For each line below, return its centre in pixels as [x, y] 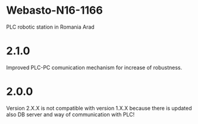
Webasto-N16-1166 [54, 10]
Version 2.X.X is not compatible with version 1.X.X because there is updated [99, 108]
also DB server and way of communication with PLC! [70, 114]
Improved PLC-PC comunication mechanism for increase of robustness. [94, 67]
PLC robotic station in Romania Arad [51, 27]
